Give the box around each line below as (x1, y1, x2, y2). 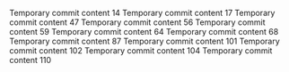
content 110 (9, 55, 52, 65)
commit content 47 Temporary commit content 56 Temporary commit (9, 17, 267, 28)
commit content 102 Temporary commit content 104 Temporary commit (9, 45, 273, 56)
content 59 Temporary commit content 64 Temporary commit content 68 (9, 27, 279, 36)
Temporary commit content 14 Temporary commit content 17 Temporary (9, 8, 276, 18)
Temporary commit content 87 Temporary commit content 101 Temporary (9, 36, 280, 46)
